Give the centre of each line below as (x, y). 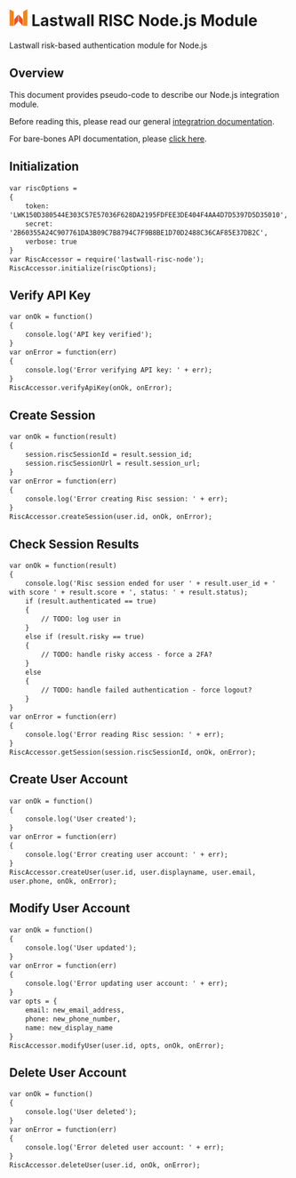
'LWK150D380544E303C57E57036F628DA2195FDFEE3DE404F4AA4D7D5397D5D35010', (149, 215)
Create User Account (69, 779)
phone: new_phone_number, (73, 1019)
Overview (37, 73)
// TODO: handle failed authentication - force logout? (147, 690)
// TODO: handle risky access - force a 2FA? (127, 654)
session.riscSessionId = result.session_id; (109, 455)
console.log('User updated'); (81, 948)
